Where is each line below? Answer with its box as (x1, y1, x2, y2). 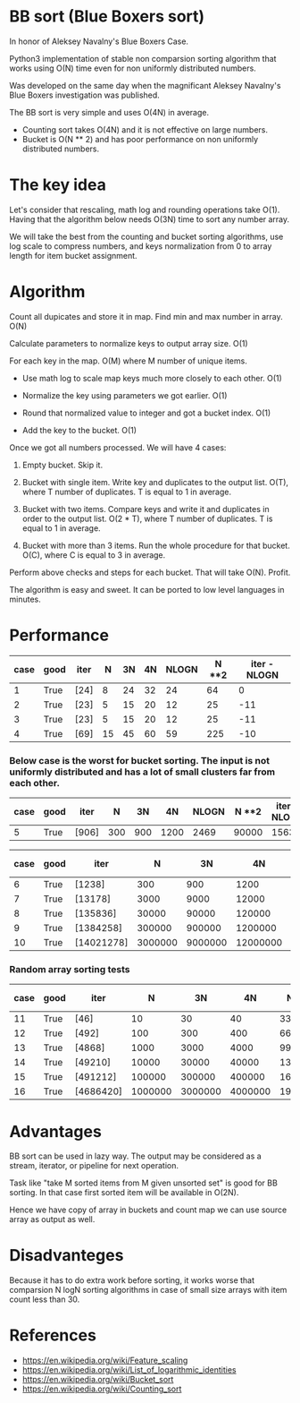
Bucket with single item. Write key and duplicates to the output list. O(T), (21, 476, 288, 487)
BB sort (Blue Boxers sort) (9, 6, 205, 27)
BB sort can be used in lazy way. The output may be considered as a (9, 1151, 262, 1161)
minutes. (9, 594, 42, 604)
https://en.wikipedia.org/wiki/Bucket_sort (21, 1374, 174, 1385)
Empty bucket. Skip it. (21, 459, 104, 470)
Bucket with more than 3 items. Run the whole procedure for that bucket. (21, 540, 290, 551)
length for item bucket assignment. (9, 250, 137, 261)
